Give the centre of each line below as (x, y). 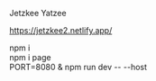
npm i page (30, 57)
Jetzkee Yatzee (38, 13)
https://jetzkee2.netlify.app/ (61, 30)
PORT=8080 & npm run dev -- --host (78, 67)
